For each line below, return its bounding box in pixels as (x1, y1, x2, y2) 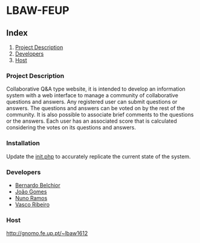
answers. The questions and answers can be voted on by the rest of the (6, 105, 185, 112)
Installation (6, 139, 40, 147)
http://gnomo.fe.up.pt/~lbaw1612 (6, 230, 88, 237)
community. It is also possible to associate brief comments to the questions (6, 111, 194, 118)
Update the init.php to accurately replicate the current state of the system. (6, 152, 192, 160)
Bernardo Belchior (15, 181, 60, 189)
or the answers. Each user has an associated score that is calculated (6, 117, 177, 125)
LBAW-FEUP (6, 4, 69, 18)
